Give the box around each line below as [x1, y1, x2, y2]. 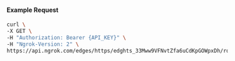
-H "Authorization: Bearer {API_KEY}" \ [6, 34, 127, 41]
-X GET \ [6, 28, 32, 35]
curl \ [6, 21, 26, 28]
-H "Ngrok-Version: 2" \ [6, 41, 79, 48]
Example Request [6, 6, 59, 14]
